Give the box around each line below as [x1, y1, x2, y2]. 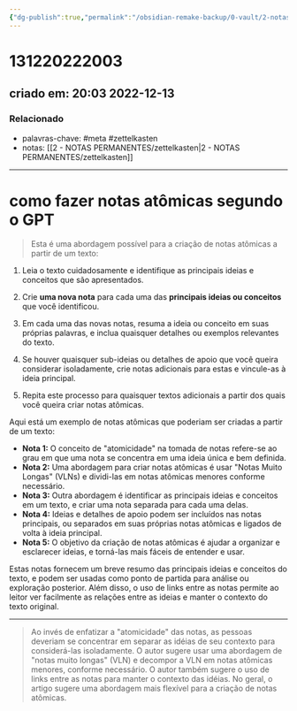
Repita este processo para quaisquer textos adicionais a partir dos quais [21, 390, 286, 401]
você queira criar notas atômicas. [21, 400, 144, 410]
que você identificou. [21, 302, 100, 312]
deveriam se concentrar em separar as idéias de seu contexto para [30, 636, 276, 646]
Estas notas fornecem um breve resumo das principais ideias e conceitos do [9, 563, 287, 575]
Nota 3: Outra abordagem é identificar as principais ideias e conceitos [21, 490, 278, 501]
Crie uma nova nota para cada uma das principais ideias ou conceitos [21, 292, 282, 302]
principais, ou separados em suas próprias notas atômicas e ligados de [21, 518, 282, 529]
